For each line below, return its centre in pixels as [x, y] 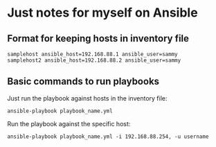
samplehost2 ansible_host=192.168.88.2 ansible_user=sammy [94, 60]
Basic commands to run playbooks [83, 81]
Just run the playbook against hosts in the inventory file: [87, 98]
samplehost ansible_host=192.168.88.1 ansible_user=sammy [92, 54]
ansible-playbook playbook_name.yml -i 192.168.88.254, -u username [108, 137]
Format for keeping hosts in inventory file [98, 38]
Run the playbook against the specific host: [69, 123]
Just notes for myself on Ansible [103, 13]
